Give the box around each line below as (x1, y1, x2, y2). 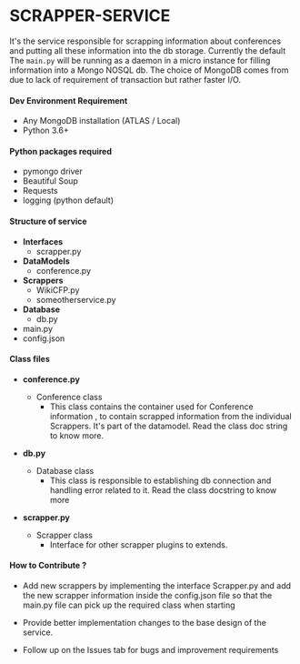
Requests (22, 186, 58, 196)
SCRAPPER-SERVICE (9, 5, 171, 26)
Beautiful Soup (22, 176, 79, 186)
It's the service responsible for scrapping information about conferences (9, 35, 282, 46)
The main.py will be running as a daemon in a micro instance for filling (9, 55, 271, 65)
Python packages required (9, 146, 112, 156)
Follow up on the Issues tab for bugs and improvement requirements (22, 644, 279, 655)
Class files (9, 354, 50, 365)
